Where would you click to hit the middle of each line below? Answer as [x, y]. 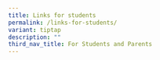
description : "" [35, 37]
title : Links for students [52, 15]
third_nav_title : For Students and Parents [80, 44]
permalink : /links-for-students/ [63, 23]
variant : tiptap [35, 30]
